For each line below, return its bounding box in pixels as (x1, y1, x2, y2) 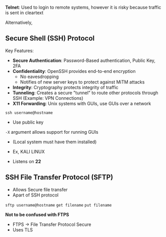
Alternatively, (5, 20, 33, 25)
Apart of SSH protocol (12, 192, 59, 198)
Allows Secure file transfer (12, 186, 68, 192)
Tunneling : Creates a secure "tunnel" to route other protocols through (12, 90, 158, 96)
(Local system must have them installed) (12, 139, 97, 145)
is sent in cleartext (5, 10, 44, 16)
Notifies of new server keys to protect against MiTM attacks (20, 78, 145, 85)
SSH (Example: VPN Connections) (12, 95, 84, 101)
